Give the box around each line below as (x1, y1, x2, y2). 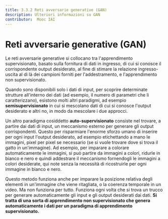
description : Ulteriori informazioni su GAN (5, 12, 100, 17)
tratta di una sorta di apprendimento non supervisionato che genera (5, 198, 150, 204)
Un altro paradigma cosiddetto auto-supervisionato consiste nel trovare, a (5, 118, 161, 124)
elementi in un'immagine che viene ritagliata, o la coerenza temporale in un (5, 182, 161, 188)
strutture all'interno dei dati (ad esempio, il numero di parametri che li (5, 92, 149, 98)
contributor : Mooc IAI (5, 17, 55, 22)
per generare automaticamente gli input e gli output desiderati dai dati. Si (5, 192, 157, 198)
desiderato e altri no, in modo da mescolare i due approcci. (5, 108, 128, 114)
